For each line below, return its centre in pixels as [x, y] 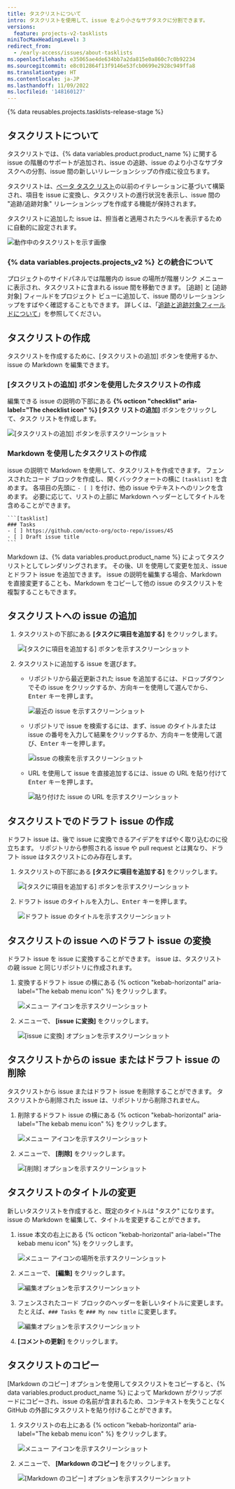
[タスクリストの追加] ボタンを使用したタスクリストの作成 [104, 385]
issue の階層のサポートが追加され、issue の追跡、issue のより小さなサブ [112, 162]
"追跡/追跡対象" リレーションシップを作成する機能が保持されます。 [104, 203]
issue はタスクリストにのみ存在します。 [78, 857]
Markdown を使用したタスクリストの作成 [77, 454]
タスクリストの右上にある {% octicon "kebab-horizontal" [99, 1425]
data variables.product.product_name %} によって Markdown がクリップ [112, 1392]
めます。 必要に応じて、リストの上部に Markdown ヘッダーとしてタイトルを [116, 496]
